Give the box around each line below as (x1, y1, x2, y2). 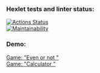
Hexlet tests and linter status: (6, 5, 95, 13)
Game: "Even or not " (6, 54, 59, 61)
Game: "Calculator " (6, 60, 56, 68)
